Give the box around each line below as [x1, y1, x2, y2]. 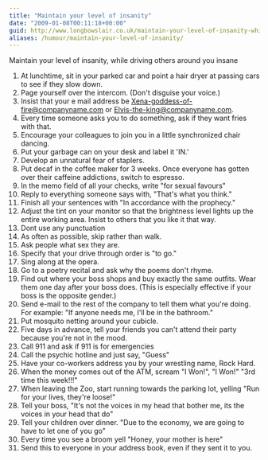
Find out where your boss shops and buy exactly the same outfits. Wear [20, 274, 257, 283]
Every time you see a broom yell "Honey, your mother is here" [20, 435, 223, 444]
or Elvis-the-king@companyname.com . [105, 105, 234, 115]
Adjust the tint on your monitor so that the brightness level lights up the [20, 206, 254, 216]
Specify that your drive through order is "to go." [20, 248, 177, 259]
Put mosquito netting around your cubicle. [20, 316, 159, 326]
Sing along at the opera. [20, 257, 100, 267]
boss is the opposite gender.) [20, 291, 117, 301]
